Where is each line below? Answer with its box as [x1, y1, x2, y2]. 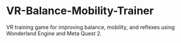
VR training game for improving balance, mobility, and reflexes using [6, 24, 175, 31]
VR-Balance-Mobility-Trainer [6, 4, 154, 18]
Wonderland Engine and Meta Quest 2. [6, 29, 102, 37]
